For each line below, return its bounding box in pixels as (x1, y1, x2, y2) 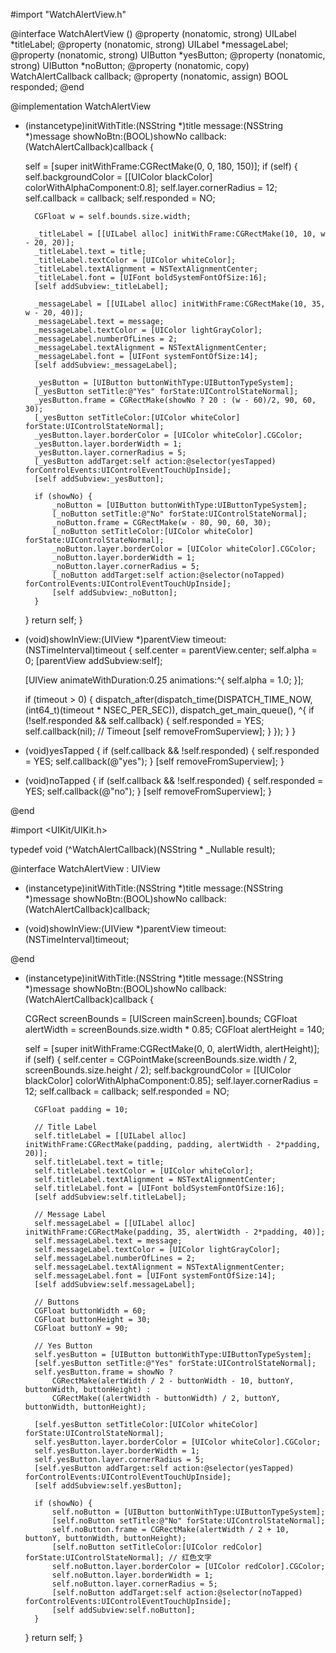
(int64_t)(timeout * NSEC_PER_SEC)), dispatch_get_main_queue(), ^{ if (24, 704, 315, 716)
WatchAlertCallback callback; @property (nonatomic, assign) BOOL (10, 70, 289, 82)
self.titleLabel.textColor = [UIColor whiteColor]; (34, 1166, 254, 1176)
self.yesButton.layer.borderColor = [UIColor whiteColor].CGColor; (34, 1437, 322, 1447)
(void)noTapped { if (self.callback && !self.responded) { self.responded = (24, 775, 324, 786)
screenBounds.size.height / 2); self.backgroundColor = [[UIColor (24, 1064, 292, 1076)
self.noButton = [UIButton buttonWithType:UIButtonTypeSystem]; (51, 1507, 326, 1517)
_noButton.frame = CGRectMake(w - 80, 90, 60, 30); (51, 518, 272, 528)
